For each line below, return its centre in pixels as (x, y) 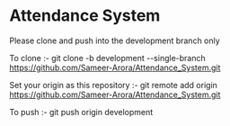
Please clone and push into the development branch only (115, 40)
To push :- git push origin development (81, 112)
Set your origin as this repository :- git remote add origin (114, 85)
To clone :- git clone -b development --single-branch (107, 58)
